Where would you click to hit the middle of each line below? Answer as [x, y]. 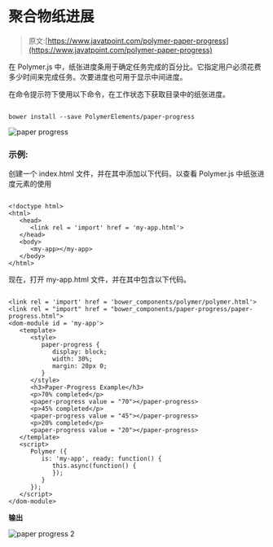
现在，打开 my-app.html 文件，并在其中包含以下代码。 [100, 280]
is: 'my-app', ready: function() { [101, 459]
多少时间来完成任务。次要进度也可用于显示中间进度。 [98, 77]
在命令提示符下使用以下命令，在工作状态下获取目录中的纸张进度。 [119, 94]
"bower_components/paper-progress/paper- [182, 309]
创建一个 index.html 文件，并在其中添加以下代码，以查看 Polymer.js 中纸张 [133, 174]
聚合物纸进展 [52, 17]
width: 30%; [72, 359]
